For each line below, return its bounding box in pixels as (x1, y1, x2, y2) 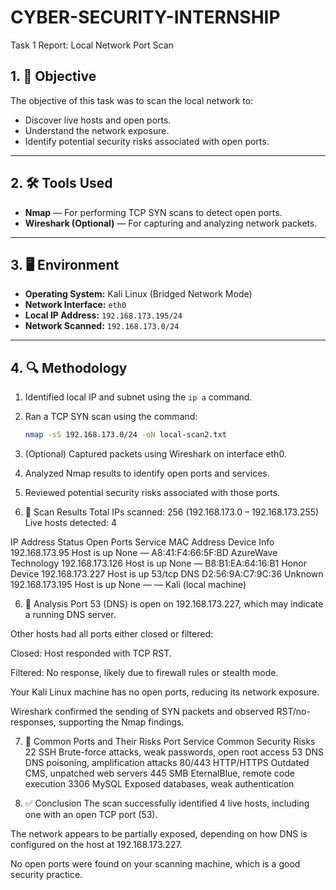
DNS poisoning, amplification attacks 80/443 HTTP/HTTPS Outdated (24, 757, 310, 769)
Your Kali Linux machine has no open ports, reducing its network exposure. (10, 686, 320, 698)
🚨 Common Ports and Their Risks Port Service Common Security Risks (24, 736, 316, 748)
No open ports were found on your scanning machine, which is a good (10, 858, 301, 870)
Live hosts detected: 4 (24, 517, 118, 529)
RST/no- (276, 706, 311, 718)
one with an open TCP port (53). (24, 809, 158, 821)
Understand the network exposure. (24, 124, 170, 136)
